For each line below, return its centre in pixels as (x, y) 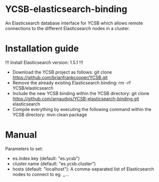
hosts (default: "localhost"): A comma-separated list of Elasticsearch (83, 169)
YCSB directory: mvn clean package (50, 114)
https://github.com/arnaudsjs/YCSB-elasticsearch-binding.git (75, 98)
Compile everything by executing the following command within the (82, 109)
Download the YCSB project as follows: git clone (62, 72)
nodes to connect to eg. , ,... (41, 174)
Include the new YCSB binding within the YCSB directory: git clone (81, 93)
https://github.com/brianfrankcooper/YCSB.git (60, 77)
